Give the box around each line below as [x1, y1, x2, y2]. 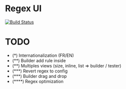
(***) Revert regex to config [12, 68, 68, 74]
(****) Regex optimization [12, 78, 64, 84]
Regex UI [5, 3, 42, 14]
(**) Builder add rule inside [12, 57, 66, 64]
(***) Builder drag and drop [12, 73, 67, 79]
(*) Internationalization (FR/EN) [12, 52, 74, 58]
